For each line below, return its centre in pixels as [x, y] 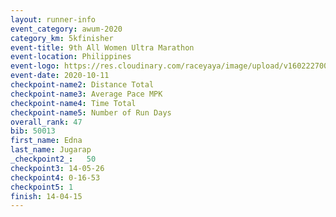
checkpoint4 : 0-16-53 [55, 177]
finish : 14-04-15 [46, 196]
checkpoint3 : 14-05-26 [57, 168]
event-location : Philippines [71, 57]
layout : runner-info [53, 19]
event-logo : [35, 66]
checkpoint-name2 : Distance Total [82, 85]
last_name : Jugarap [51, 150]
